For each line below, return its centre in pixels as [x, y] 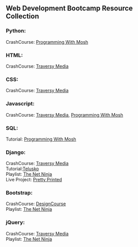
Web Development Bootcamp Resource [69, 8]
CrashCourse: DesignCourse [36, 204]
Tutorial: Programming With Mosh [41, 139]
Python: [16, 31]
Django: [16, 152]
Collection [22, 17]
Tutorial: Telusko [22, 169]
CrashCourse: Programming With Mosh [47, 42]
